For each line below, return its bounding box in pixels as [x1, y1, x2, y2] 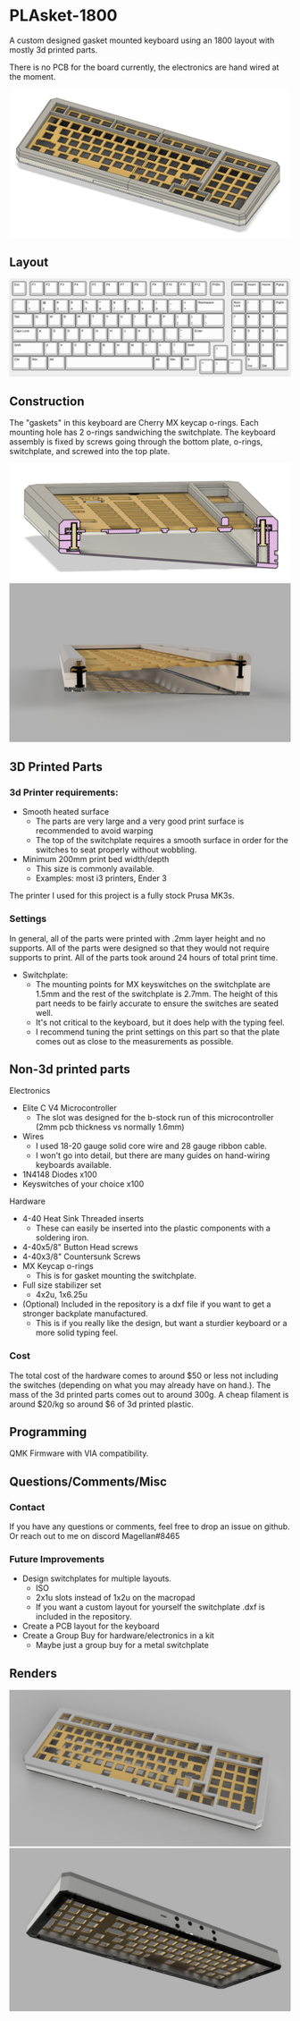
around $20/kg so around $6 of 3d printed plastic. [9, 1399, 194, 1409]
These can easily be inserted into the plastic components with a [35, 1222, 271, 1234]
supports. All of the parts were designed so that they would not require [9, 943, 270, 953]
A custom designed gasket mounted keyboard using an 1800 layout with [9, 35, 275, 46]
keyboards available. [35, 1160, 112, 1171]
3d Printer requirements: [9, 786, 119, 799]
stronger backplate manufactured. [21, 1308, 149, 1319]
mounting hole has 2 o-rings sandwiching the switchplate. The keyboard [9, 427, 276, 438]
